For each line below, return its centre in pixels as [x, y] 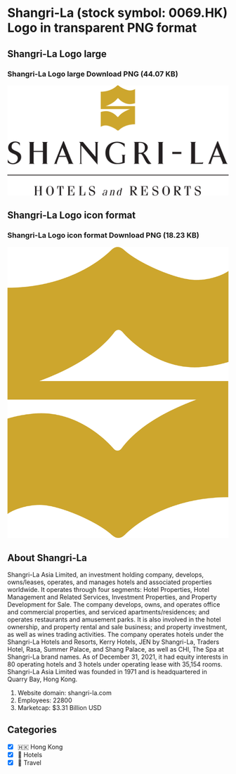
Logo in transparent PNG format [102, 28]
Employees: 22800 [45, 700]
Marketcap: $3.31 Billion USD [59, 708]
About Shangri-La [47, 558]
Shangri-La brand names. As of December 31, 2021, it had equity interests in [118, 657]
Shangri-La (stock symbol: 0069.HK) [118, 13]
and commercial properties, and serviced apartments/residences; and [109, 612]
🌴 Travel [29, 763]
